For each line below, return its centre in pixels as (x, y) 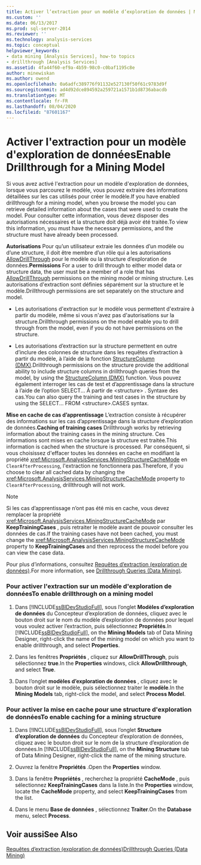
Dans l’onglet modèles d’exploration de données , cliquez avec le (96, 681)
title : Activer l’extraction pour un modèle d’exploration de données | (99, 12)
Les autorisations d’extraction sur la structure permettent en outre (96, 346)
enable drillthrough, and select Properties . (67, 645)
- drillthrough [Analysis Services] (52, 62)
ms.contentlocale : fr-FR (37, 101)
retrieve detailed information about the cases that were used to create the (97, 209)
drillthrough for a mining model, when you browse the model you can (91, 203)
